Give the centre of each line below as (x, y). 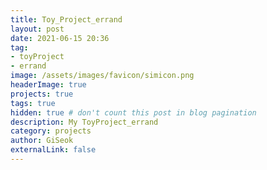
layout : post (37, 29)
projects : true (42, 94)
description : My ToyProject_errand (84, 122)
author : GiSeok (42, 141)
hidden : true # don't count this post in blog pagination (133, 112)
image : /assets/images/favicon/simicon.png (102, 76)
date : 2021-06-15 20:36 (60, 38)
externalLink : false (53, 150)
